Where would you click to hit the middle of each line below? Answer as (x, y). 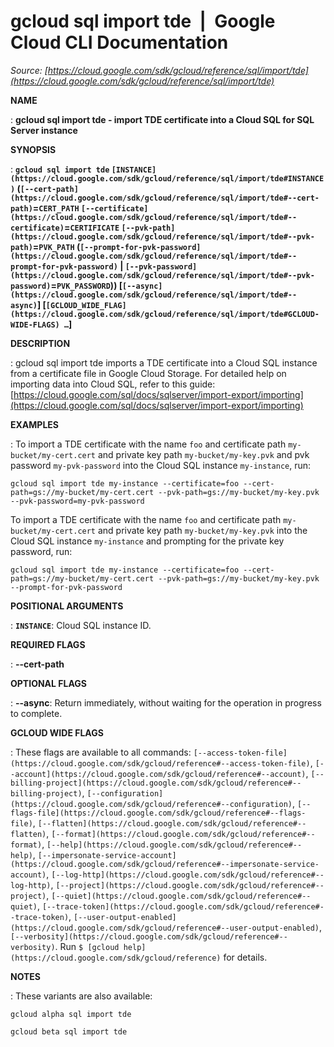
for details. (245, 957)
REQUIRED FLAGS (48, 644)
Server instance (44, 130)
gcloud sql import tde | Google (143, 21)
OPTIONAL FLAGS (48, 683)
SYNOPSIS (33, 149)
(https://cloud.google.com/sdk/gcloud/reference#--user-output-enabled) (165, 928)
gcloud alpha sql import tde (71, 1014)
